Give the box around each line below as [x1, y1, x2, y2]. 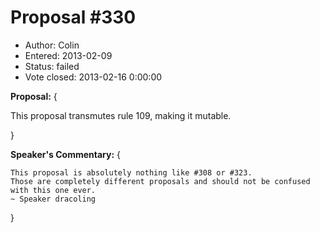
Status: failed [24, 60, 80, 72]
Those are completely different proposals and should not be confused [10, 176, 311, 186]
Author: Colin [24, 39, 80, 51]
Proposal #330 [10, 6, 137, 29]
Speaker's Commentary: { [10, 148, 122, 160]
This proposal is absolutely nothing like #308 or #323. [10, 167, 253, 178]
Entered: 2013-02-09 [24, 49, 113, 61]
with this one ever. [10, 185, 97, 195]
